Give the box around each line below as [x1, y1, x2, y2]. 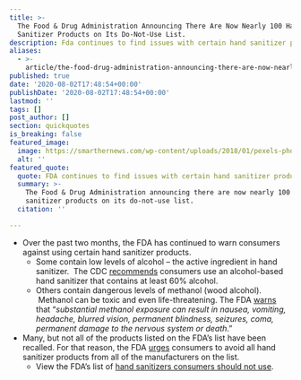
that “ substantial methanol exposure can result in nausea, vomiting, [35, 304, 287, 315]
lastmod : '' [9, 96, 54, 106]
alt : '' [17, 154, 47, 164]
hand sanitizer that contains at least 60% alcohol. [35, 275, 219, 286]
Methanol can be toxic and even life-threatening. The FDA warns [38, 294, 277, 305]
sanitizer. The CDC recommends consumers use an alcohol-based [35, 265, 284, 276]
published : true [9, 72, 70, 81]
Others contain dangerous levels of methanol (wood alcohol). [35, 284, 262, 296]
